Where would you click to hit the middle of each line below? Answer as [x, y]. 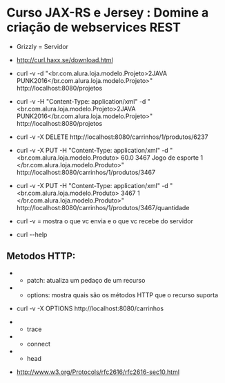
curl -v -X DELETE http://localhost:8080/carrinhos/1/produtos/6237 [112, 137]
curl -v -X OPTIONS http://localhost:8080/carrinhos [90, 308]
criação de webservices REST [94, 27]
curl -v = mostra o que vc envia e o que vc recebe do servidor [105, 221]
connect [39, 344]
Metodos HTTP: [41, 256]
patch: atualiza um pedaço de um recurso [86, 280]
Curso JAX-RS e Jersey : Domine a [108, 13]
